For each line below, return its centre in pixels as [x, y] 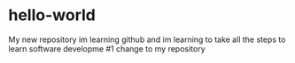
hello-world [52, 15]
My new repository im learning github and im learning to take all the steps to [147, 39]
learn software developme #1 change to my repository [107, 48]
